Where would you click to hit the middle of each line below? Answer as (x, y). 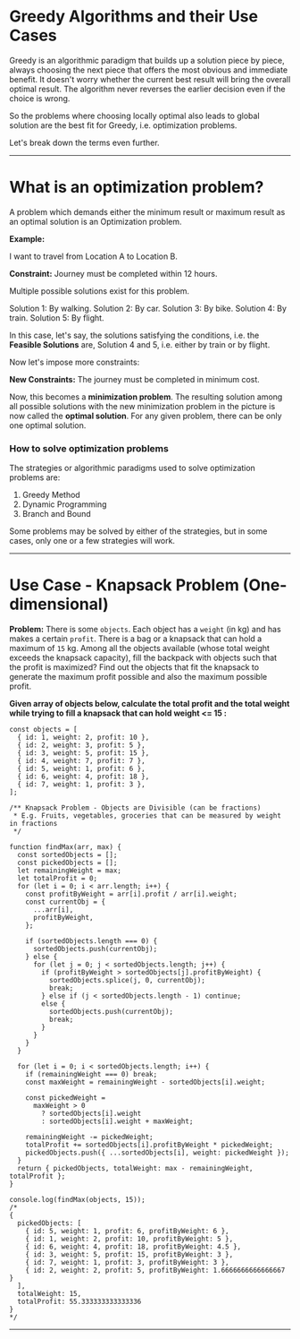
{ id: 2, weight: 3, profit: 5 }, (81, 745)
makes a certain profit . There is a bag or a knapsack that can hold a (136, 639)
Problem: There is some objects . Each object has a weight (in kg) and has (145, 630)
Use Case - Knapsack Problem (124, 585)
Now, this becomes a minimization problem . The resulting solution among (146, 397)
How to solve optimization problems (89, 448)
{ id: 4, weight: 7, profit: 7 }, (81, 761)
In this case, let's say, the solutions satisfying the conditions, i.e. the (134, 335)
